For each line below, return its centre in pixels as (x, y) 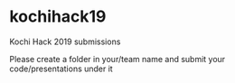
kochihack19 (58, 17)
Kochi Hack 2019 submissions (65, 41)
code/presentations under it (61, 69)
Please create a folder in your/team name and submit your (117, 59)
